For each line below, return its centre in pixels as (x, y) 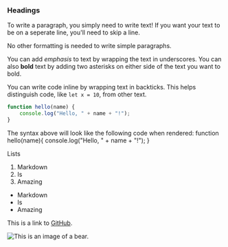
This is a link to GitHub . (40, 223)
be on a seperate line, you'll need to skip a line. (74, 32)
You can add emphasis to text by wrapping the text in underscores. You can (114, 59)
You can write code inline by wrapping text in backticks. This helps (102, 87)
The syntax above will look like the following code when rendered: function (113, 133)
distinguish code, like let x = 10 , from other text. (77, 94)
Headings (24, 10)
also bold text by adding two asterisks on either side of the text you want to (114, 67)
